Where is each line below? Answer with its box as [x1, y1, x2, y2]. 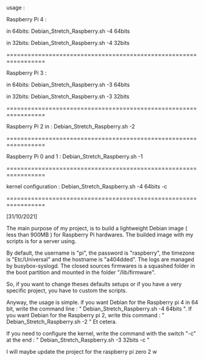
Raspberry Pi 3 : [6, 69, 47, 77]
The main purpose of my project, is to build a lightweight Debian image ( [6, 225, 188, 232]
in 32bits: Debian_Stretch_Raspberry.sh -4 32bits [6, 40, 130, 46]
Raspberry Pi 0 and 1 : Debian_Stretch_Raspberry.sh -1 [6, 153, 143, 160]
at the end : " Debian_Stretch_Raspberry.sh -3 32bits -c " [6, 336, 150, 343]
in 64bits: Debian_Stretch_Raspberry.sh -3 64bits [6, 81, 130, 88]
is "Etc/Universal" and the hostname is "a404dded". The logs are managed [6, 256, 195, 263]
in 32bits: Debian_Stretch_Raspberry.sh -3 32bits [6, 93, 130, 100]
